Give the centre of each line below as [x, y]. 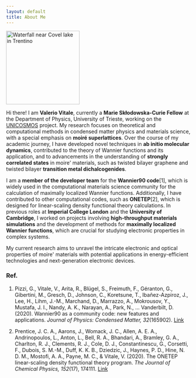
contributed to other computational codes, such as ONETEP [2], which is [93, 199]
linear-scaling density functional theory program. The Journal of [92, 362]
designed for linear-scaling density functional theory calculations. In [89, 205]
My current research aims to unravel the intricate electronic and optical [92, 248]
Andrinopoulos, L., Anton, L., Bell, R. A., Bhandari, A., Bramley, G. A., [97, 337]
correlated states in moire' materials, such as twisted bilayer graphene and [97, 163]
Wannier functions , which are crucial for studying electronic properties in [95, 230]
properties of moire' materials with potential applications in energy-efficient [97, 254]
